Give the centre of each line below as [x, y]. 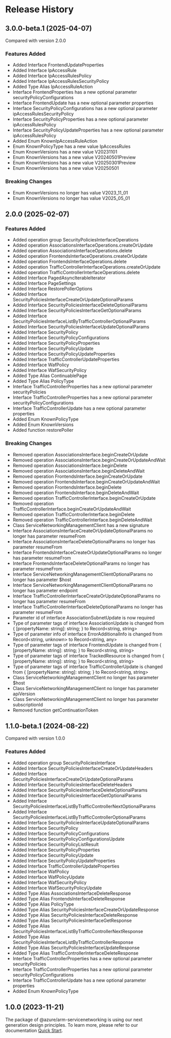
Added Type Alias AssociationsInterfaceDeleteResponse [72, 893]
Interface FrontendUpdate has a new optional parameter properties [83, 103]
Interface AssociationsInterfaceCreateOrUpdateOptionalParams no [83, 531]
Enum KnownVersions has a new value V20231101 [65, 152]
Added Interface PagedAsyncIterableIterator [59, 278]
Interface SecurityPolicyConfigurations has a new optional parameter [85, 108]
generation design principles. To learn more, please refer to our [72, 1025]
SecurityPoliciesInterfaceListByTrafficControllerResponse [73, 942]
